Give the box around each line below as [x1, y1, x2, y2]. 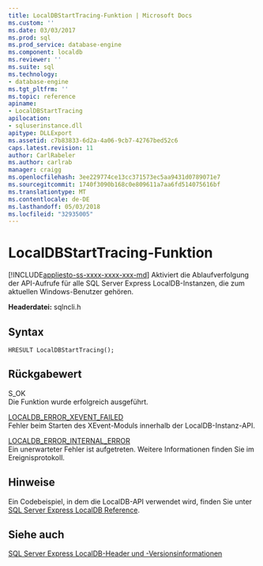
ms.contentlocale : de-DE [8, 195, 90, 203]
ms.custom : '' [8, 19, 55, 27]
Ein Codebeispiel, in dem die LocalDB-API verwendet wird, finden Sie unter [8, 496, 253, 506]
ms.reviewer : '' [8, 56, 62, 64]
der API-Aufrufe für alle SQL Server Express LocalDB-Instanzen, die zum [8, 278, 245, 289]
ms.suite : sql [8, 63, 55, 71]
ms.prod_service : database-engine [8, 41, 122, 49]
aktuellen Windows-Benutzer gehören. [8, 287, 134, 296]
